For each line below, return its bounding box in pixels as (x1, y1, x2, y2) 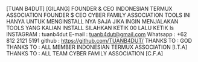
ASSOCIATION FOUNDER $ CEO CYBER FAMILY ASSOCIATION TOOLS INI (6, 11, 191, 19)
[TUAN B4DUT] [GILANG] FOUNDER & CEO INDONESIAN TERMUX (6, 5, 173, 12)
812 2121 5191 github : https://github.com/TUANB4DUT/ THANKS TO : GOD (6, 37, 192, 44)
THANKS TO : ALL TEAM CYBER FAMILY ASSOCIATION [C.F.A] (6, 50, 164, 57)
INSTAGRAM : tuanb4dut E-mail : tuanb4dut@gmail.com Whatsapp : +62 (6, 31, 187, 38)
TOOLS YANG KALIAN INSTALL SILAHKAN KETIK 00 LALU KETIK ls (6, 24, 174, 31)
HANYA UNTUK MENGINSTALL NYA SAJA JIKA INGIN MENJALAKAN (6, 18, 179, 25)
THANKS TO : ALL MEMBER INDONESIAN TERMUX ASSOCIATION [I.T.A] (6, 43, 188, 51)
